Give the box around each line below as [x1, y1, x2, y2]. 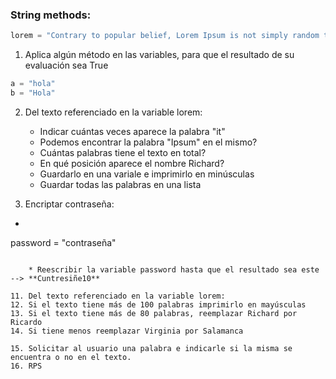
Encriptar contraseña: [24, 198, 115, 210]
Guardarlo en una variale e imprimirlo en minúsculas [39, 168, 255, 180]
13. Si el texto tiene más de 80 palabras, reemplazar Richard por [10, 308, 298, 318]
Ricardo [10, 317, 43, 327]
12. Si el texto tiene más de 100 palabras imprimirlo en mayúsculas [10, 299, 307, 310]
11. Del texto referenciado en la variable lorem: [10, 291, 226, 301]
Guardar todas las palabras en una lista [39, 178, 202, 190]
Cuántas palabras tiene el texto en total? [39, 146, 207, 158]
